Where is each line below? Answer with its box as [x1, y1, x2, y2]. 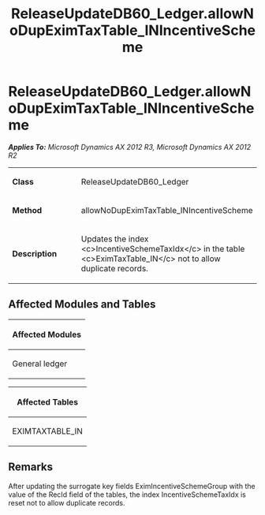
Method [12, 204, 43, 215]
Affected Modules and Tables [8, 297, 156, 312]
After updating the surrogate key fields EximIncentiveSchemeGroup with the [8, 481, 256, 491]
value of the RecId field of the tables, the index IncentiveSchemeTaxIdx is [8, 490, 247, 499]
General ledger [12, 358, 68, 369]
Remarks [8, 461, 54, 474]
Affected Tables [17, 396, 79, 407]
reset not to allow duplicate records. [8, 498, 125, 507]
